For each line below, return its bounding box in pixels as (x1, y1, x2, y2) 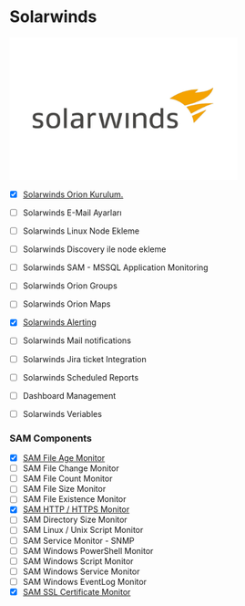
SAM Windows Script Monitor (22, 555, 134, 567)
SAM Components (9, 432, 93, 444)
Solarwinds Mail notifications (22, 335, 132, 346)
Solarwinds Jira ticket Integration (22, 353, 148, 364)
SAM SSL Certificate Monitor (22, 586, 131, 597)
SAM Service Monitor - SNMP (22, 535, 135, 546)
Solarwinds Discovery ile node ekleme (22, 244, 167, 255)
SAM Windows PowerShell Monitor (22, 545, 154, 556)
